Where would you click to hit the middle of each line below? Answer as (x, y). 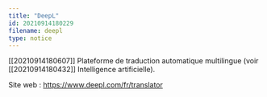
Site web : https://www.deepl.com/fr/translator (86, 85)
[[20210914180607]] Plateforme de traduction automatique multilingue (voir (133, 61)
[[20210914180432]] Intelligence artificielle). (82, 70)
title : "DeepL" (34, 16)
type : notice (30, 38)
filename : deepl (35, 30)
